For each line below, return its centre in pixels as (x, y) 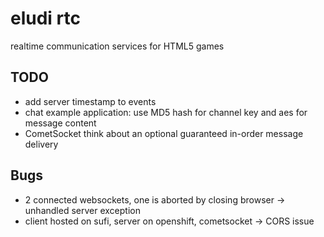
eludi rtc (45, 18)
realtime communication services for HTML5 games (117, 46)
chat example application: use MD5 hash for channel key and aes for (166, 112)
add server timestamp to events (90, 101)
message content (60, 123)
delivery (41, 144)
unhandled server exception (82, 210)
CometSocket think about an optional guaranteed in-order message (164, 133)
